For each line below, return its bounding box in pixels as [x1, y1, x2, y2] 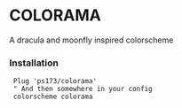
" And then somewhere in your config [12, 85, 153, 94]
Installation [9, 57, 59, 69]
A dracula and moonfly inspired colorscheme [9, 35, 174, 45]
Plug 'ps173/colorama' [12, 77, 98, 86]
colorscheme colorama [12, 92, 93, 102]
